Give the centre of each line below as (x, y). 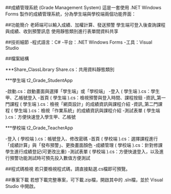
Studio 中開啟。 (22, 186)
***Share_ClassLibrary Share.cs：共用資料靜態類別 (60, 69)
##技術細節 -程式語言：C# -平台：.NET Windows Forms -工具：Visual (79, 42)
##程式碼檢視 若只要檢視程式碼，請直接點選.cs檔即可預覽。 (68, 169)
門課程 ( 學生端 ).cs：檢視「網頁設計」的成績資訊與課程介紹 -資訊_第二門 (82, 104)
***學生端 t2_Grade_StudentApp (39, 80)
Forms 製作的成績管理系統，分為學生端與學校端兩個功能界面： (71, 14)
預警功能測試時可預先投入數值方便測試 (50, 158)
